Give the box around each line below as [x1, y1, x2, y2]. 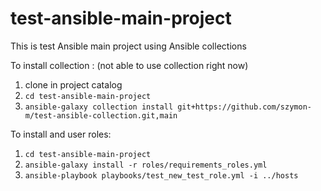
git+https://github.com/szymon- [177, 102, 312, 112]
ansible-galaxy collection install [24, 102, 174, 112]
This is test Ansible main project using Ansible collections [10, 40, 247, 52]
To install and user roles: [10, 128, 112, 140]
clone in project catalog [24, 78, 123, 91]
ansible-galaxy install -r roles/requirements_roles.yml [24, 160, 268, 170]
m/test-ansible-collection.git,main [24, 110, 178, 121]
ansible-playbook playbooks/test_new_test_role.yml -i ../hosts [24, 170, 299, 181]
